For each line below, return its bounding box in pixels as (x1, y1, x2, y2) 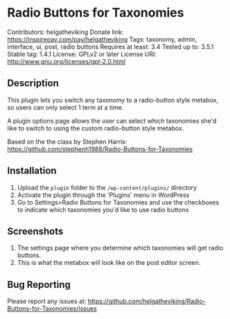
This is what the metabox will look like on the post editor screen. (17, 259, 201, 267)
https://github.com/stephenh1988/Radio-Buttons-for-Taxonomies (7, 144, 193, 153)
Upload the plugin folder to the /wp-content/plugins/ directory (17, 183, 197, 191)
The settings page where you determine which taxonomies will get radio (17, 244, 224, 252)
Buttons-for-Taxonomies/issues (7, 304, 97, 313)
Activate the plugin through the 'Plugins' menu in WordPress (17, 191, 190, 199)
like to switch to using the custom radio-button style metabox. (7, 123, 184, 132)
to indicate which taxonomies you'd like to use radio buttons (17, 205, 189, 214)
